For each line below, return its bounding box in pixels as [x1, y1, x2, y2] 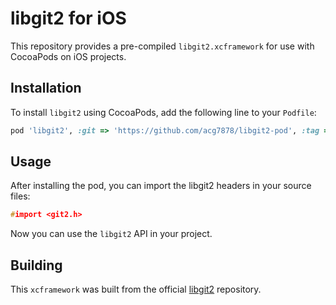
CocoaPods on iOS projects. [10, 50, 127, 62]
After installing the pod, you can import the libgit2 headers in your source [10, 180, 312, 192]
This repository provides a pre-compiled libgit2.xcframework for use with [10, 40, 315, 52]
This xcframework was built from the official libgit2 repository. [10, 283, 262, 296]
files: [10, 190, 31, 202]
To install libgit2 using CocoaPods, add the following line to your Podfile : [10, 106, 317, 118]
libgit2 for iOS [10, 7, 127, 30]
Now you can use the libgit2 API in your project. [10, 228, 213, 240]
